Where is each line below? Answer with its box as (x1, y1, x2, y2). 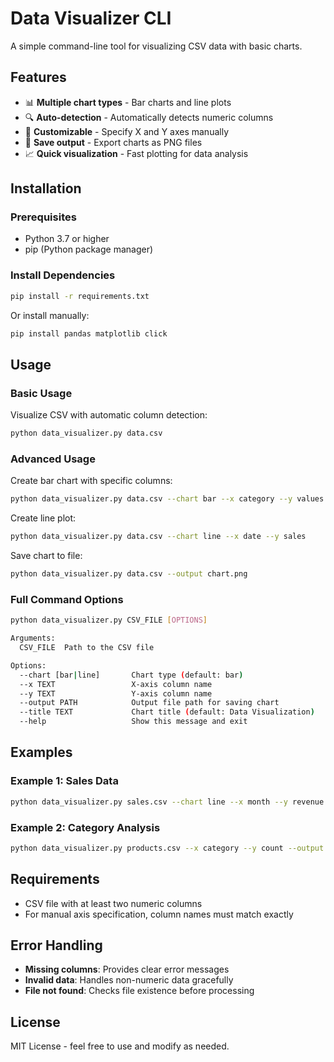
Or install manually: (10, 309, 90, 321)
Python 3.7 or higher (24, 233, 110, 245)
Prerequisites (10, 210, 77, 224)
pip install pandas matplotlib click (10, 328, 168, 339)
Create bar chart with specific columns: (10, 475, 173, 487)
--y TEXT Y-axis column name (19, 688, 213, 699)
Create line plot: (10, 512, 77, 524)
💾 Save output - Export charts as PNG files (24, 136, 203, 148)
